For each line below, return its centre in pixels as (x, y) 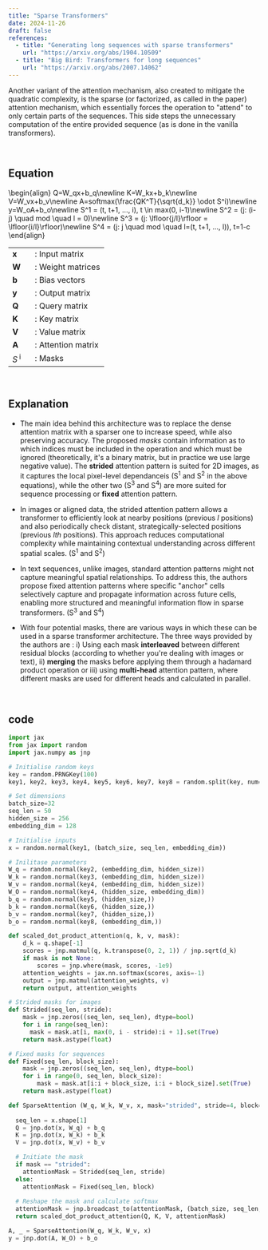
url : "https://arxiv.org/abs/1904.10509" (92, 53)
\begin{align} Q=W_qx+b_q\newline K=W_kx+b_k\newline (103, 192)
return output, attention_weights (80, 988)
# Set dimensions (37, 796)
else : (25, 1179)
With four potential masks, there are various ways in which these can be (138, 628)
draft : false (30, 30)
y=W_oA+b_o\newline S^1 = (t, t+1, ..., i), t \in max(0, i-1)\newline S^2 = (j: (128, 209)
